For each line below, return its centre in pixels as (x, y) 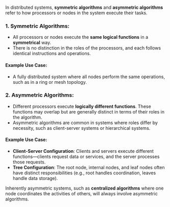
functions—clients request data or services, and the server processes (86, 156)
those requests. (29, 162)
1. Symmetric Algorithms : (38, 26)
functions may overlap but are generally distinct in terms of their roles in (89, 111)
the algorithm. (27, 117)
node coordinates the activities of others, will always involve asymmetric (82, 193)
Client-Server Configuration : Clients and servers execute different (83, 151)
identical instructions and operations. (52, 54)
